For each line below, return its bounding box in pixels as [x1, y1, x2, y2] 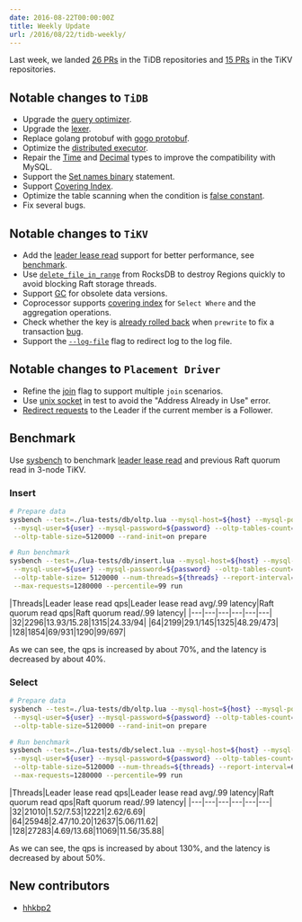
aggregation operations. [22, 307, 112, 317]
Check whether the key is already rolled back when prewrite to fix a [22, 316, 275, 327]
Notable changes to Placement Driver [9, 361, 221, 377]
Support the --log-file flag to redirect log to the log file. [22, 336, 233, 346]
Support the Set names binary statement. [22, 172, 175, 182]
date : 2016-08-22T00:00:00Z [9, 13, 115, 22]
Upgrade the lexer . [22, 123, 92, 135]
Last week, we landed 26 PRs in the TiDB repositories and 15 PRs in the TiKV [9, 55, 293, 66]
